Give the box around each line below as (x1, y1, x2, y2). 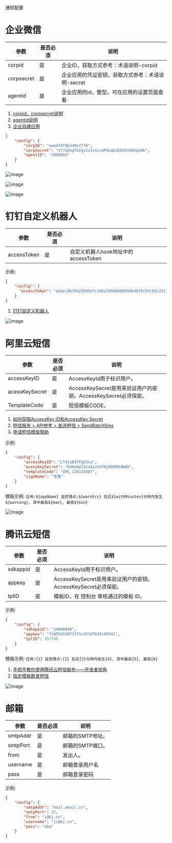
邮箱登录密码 (62, 771, 94, 778)
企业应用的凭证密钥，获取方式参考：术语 (61, 71, 159, 78)
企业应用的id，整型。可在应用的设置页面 (61, 89, 159, 96)
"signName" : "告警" (24, 474, 64, 479)
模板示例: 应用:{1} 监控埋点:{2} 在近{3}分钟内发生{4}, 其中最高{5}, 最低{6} (5, 655, 158, 662)
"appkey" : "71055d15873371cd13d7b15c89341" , (24, 631, 120, 636)
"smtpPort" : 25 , (24, 809, 58, 815)
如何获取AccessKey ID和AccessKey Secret (12, 416, 103, 422)
